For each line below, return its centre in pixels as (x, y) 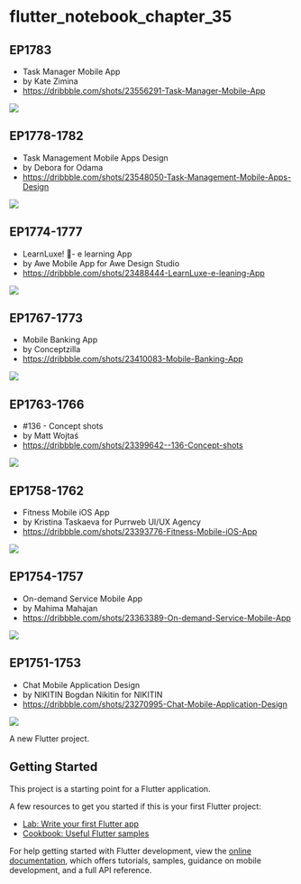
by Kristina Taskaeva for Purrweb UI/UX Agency (111, 522)
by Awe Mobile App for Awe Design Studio (101, 263)
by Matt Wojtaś (50, 436)
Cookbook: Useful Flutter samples (86, 833)
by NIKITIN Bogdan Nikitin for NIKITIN (92, 694)
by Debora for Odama (63, 167)
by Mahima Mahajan (60, 608)
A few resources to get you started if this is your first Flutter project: (135, 806)
